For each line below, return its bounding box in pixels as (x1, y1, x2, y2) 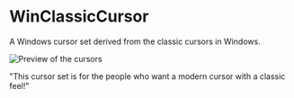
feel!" (9, 80, 30, 91)
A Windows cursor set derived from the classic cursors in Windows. (9, 36, 261, 47)
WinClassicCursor (9, 6, 149, 27)
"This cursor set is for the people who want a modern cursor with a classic (9, 70, 286, 82)
